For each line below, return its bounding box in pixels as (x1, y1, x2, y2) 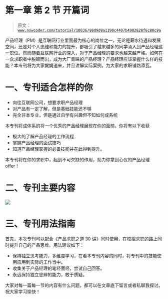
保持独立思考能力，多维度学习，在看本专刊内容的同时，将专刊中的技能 (12, 252, 157, 259)
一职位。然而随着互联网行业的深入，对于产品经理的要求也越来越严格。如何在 (5, 50, 163, 56)
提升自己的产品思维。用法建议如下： (9, 242, 84, 248)
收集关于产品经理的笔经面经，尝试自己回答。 (12, 265, 105, 271)
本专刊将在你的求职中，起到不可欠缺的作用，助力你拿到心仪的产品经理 (5, 156, 150, 162)
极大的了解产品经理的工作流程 (12, 133, 74, 139)
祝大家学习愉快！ (5, 288, 40, 294)
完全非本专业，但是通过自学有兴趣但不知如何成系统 (12, 112, 118, 118)
